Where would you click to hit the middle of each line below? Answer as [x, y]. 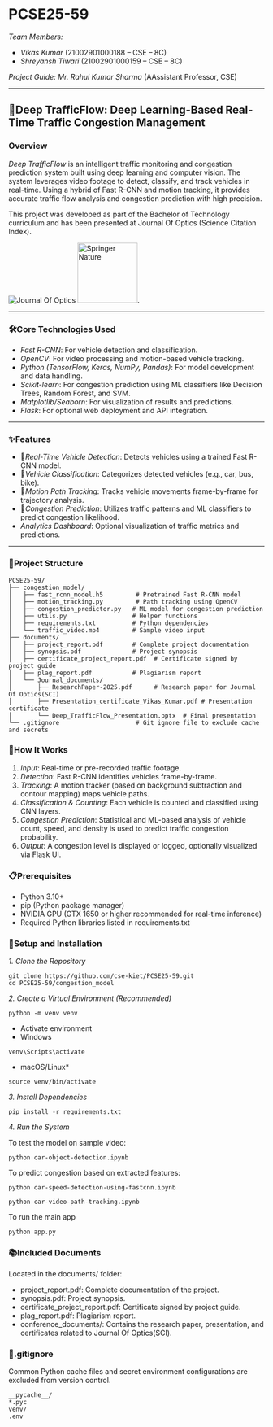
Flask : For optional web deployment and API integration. [114, 410]
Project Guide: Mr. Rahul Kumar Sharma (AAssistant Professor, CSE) [123, 76]
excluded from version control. [60, 1380]
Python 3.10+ [42, 897]
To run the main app [42, 1217]
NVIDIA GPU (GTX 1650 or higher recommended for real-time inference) [141, 914]
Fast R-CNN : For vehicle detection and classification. [109, 350]
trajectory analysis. [52, 500]
